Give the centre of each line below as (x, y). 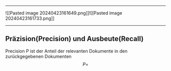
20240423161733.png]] (30, 18)
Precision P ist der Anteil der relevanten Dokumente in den (66, 51)
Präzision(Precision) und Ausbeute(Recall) (75, 39)
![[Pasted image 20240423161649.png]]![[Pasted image (64, 13)
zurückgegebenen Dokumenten (38, 56)
